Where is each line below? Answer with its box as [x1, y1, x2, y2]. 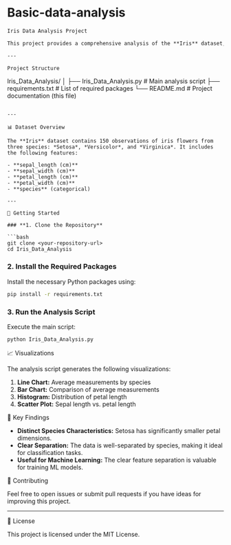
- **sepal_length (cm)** [7, 162, 78, 169]
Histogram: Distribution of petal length [16, 392, 127, 401]
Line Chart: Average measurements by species [16, 378, 151, 386]
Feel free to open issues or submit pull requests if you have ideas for [7, 489, 201, 498]
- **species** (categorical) [7, 186, 91, 193]
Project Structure [7, 65, 60, 71]
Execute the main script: [7, 322, 76, 331]
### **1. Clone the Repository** [7, 222, 103, 229]
